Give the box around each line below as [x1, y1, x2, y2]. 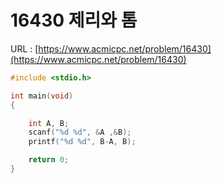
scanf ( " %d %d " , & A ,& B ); [28, 127, 132, 138]
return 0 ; [28, 155, 70, 165]
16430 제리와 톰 [10, 9, 138, 32]
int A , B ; [28, 118, 70, 128]
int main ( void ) [10, 91, 74, 101]
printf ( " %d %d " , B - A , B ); [28, 137, 137, 147]
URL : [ [10, 42, 39, 55]
